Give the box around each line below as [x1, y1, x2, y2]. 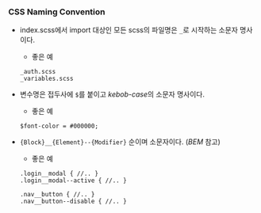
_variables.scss [19, 74, 74, 83]
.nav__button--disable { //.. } [19, 197, 127, 206]
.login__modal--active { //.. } [19, 177, 127, 184]
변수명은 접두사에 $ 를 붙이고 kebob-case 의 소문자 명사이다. [19, 89, 205, 99]
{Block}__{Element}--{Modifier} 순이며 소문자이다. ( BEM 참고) [19, 137, 221, 146]
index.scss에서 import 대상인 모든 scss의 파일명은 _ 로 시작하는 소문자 [19, 25, 238, 35]
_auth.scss [19, 68, 56, 76]
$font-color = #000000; [19, 122, 99, 131]
